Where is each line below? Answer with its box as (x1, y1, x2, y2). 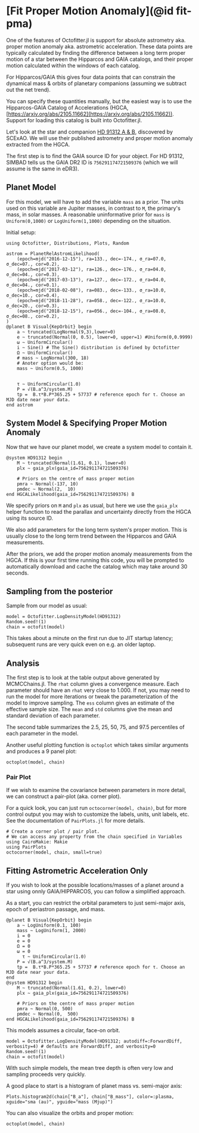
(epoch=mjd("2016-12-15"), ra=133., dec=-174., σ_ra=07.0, (17, 256, 167, 262)
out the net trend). (6, 86, 51, 93)
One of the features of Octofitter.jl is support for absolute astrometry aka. (6, 36, 186, 44)
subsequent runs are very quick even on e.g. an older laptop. (6, 641, 156, 648)
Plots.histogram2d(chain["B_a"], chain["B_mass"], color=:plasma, (6, 1094, 175, 1100)
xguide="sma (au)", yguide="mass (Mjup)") (6, 1099, 113, 1105)
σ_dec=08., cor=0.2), (6, 313, 60, 319)
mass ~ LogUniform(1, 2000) (17, 928, 86, 934)
